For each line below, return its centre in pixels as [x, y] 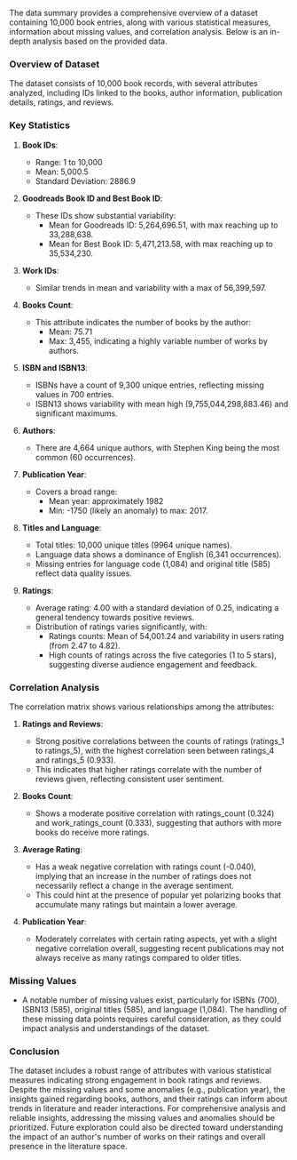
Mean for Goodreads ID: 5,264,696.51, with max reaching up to [163, 225]
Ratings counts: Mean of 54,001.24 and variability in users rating [166, 636]
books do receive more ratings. [92, 832]
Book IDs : [40, 145]
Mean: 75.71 [70, 332]
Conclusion [35, 1052]
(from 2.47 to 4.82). [85, 645]
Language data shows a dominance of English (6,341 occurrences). [158, 554]
